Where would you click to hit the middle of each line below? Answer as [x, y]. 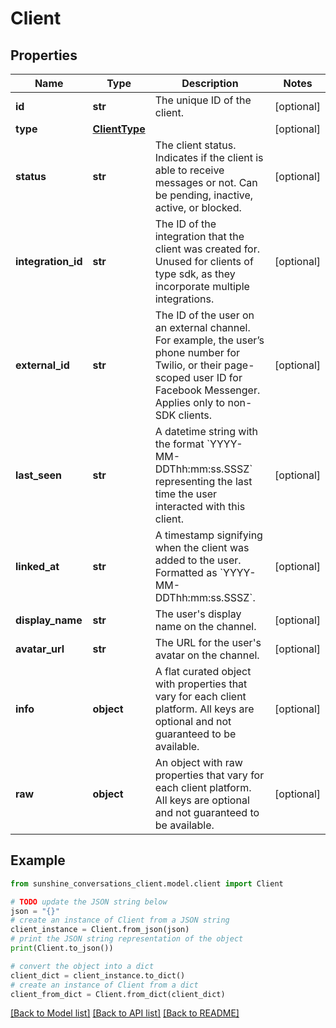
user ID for [218, 377]
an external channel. [202, 327]
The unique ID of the [203, 100]
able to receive [189, 170]
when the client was [202, 547]
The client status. [195, 145]
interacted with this [200, 506]
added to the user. [198, 560]
